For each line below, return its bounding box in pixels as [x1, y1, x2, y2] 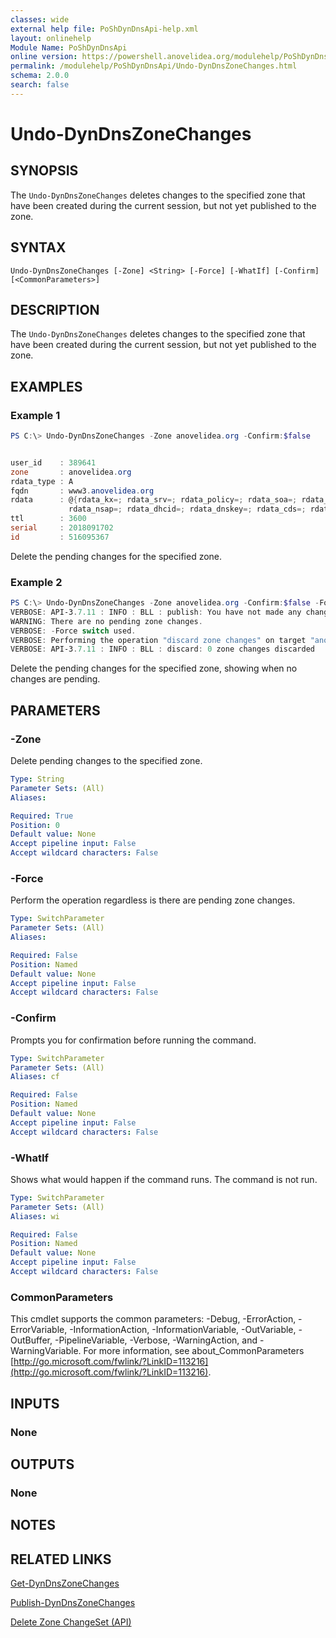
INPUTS [10, 1395, 60, 1412]
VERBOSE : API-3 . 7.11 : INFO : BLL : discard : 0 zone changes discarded [10, 644, 315, 655]
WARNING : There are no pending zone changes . [10, 616, 203, 626]
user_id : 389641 [10, 457, 97, 468]
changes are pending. [10, 673, 101, 685]
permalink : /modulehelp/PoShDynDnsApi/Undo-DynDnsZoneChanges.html [10, 61, 298, 71]
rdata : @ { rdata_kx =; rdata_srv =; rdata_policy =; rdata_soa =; [10, 495, 298, 505]
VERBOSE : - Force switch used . [10, 626, 137, 636]
